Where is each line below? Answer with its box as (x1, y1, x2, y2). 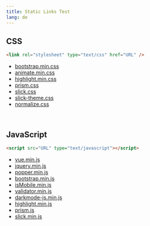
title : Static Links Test (6, 8, 70, 15)
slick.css (14, 88, 37, 95)
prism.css (14, 81, 39, 89)
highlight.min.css (14, 76, 57, 83)
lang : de (6, 14, 28, 20)
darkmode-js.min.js (14, 194, 62, 201)
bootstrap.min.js (14, 175, 55, 182)
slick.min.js (14, 212, 43, 220)
